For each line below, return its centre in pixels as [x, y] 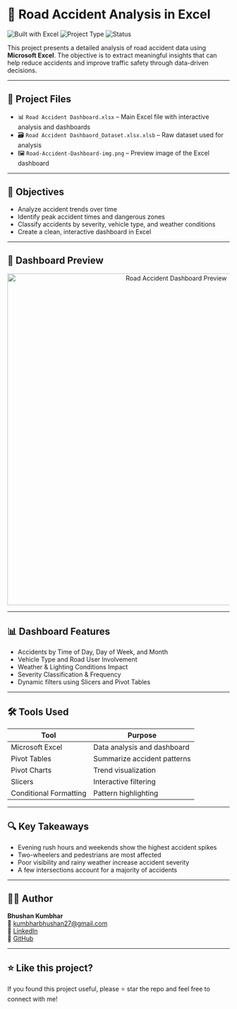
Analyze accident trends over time [67, 209]
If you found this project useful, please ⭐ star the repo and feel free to [109, 989]
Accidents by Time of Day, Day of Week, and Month [92, 652]
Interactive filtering [125, 782]
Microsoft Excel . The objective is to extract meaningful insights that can [112, 55]
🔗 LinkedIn [23, 930]
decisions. [22, 70]
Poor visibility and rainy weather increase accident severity [103, 862]
